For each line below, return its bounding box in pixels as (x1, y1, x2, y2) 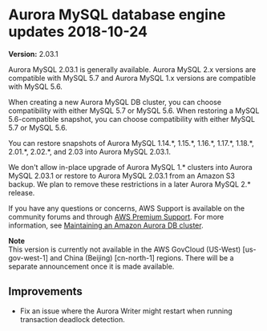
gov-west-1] (8, 252, 48, 262)
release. (8, 188, 35, 197)
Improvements (8, 285, 83, 298)
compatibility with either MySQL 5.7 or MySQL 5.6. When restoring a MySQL (8, 106, 260, 115)
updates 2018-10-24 (8, 22, 148, 41)
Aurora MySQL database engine (8, 6, 226, 24)
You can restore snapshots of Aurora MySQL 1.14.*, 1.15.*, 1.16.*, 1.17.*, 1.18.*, (8, 138, 254, 147)
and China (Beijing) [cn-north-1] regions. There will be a (49, 252, 234, 262)
